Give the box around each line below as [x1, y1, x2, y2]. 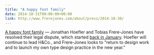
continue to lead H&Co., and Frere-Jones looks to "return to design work [5, 40, 150, 45]
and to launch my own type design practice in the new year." [5, 44, 126, 51]
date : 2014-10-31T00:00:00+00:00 [5, 12, 72, 16]
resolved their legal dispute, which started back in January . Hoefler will [5, 34, 146, 40]
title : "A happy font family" [5, 7, 66, 12]
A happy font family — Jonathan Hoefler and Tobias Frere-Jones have [5, 29, 144, 35]
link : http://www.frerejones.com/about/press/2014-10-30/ [5, 16, 124, 21]
